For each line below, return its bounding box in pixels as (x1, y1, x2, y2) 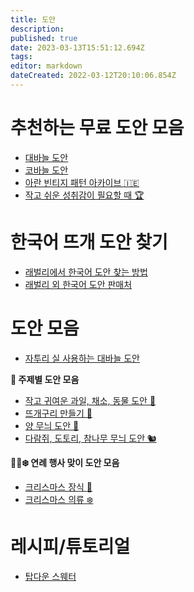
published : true (10, 33, 78, 43)
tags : (10, 52, 33, 62)
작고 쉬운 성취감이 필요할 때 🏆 (24, 189, 145, 201)
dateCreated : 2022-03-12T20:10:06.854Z (10, 71, 177, 81)
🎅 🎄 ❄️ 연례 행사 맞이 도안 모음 (10, 456, 120, 468)
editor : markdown (10, 61, 83, 71)
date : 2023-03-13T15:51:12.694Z (10, 42, 145, 53)
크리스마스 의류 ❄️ (24, 493, 94, 505)
